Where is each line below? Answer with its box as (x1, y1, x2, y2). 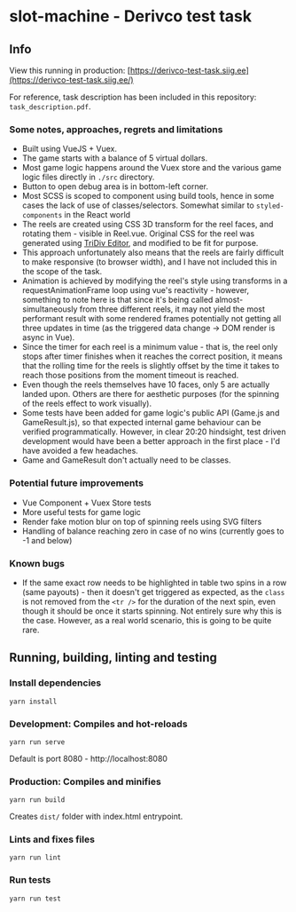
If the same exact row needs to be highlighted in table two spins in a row (21, 577, 287, 588)
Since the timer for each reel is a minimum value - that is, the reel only (21, 342, 278, 353)
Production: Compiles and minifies (9, 775, 161, 788)
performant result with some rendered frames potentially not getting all (21, 313, 282, 324)
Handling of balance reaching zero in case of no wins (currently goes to (21, 526, 284, 536)
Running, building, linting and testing (9, 650, 217, 665)
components (21, 211, 63, 220)
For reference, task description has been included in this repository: (9, 91, 257, 102)
